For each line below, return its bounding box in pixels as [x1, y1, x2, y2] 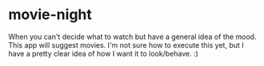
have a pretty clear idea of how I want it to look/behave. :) [8, 49, 198, 58]
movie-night [8, 6, 92, 24]
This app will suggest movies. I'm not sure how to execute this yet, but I [8, 40, 244, 49]
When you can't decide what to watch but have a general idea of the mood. [8, 32, 257, 41]
